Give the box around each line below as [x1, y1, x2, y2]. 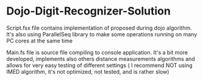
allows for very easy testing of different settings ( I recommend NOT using [6, 62, 193, 69]
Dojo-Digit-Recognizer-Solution [6, 4, 171, 18]
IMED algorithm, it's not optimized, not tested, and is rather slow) [6, 68, 169, 75]
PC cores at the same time [6, 37, 73, 44]
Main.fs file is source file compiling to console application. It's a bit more [6, 48, 188, 56]
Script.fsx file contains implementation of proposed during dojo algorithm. [6, 24, 192, 31]
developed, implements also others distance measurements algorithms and [6, 55, 195, 62]
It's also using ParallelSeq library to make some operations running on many [6, 30, 198, 37]
